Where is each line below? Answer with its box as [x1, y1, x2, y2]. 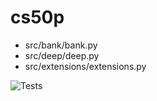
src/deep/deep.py [24, 49, 100, 61]
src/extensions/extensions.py [24, 60, 147, 72]
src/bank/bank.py [24, 39, 98, 51]
